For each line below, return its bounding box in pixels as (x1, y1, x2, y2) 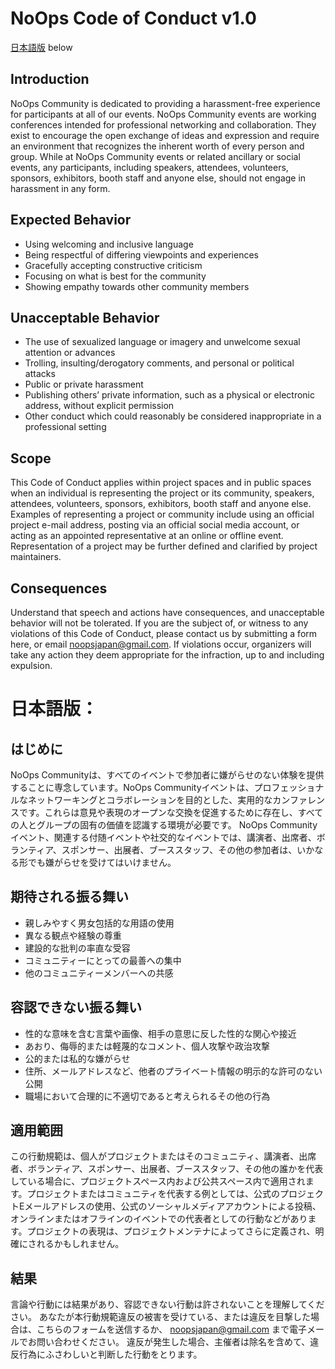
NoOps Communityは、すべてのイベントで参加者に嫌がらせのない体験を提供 (10, 769, 325, 781)
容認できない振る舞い (10, 999, 142, 1016)
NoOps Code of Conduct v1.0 (10, 7, 257, 30)
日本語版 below (10, 41, 73, 53)
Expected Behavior (10, 212, 132, 229)
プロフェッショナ (253, 782, 325, 793)
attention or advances (24, 347, 116, 359)
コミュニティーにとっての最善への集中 (24, 954, 182, 966)
